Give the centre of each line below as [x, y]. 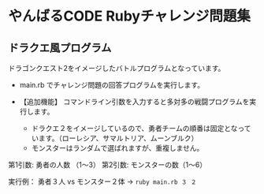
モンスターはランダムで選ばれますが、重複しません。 [117, 148]
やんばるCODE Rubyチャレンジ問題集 [129, 16]
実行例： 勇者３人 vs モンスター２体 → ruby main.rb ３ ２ [102, 181]
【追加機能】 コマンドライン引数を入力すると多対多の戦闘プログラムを [134, 102]
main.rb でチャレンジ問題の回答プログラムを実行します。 [112, 85]
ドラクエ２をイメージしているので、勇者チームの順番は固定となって [141, 128]
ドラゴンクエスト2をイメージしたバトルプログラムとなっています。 [117, 68]
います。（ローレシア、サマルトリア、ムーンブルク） [115, 138]
